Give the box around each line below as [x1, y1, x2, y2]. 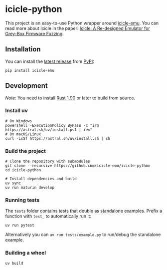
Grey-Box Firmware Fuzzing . [5, 30, 64, 36]
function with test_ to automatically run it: [5, 213, 91, 219]
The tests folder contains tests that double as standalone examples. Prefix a [5, 208, 163, 214]
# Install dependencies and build [5, 176, 77, 182]
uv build [5, 261, 23, 266]
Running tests [5, 197, 40, 204]
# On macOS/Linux [5, 131, 41, 137]
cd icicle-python [5, 168, 41, 173]
